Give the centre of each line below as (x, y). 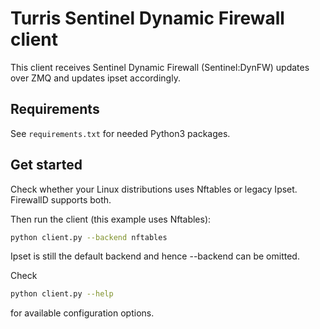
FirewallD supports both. (61, 199)
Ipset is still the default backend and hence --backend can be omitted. (155, 256)
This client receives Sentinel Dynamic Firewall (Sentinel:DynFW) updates (160, 67)
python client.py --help (62, 294)
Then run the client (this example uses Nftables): (111, 219)
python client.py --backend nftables (89, 237)
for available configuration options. (82, 313)
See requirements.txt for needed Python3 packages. (120, 133)
